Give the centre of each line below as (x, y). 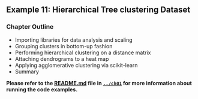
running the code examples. (42, 89)
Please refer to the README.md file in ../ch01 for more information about (99, 83)
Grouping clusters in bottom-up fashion (64, 46)
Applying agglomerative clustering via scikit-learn (76, 65)
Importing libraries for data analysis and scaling (74, 40)
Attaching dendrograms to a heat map (62, 58)
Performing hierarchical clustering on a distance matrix (83, 52)
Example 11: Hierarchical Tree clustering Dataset (98, 10)
